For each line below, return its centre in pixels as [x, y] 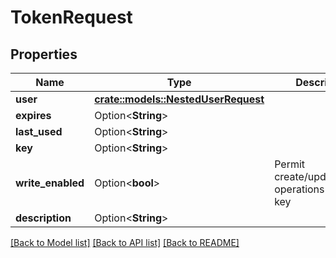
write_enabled [50, 183]
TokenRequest [71, 17]
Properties [44, 54]
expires [33, 115]
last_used [39, 131]
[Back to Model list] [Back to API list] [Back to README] [125, 242]
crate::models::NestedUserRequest [179, 99]
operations [299, 189]
